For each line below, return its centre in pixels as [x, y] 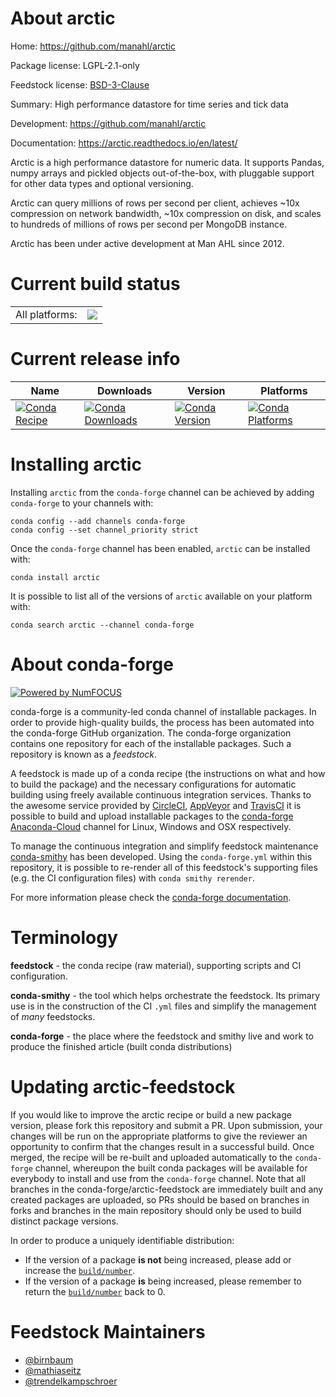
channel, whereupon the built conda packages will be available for [171, 1168]
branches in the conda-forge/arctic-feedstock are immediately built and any [167, 1189]
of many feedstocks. [53, 1016]
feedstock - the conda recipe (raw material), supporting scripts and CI [156, 965]
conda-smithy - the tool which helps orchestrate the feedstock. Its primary [165, 995]
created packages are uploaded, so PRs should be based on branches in [160, 1199]
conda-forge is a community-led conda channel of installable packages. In [163, 711]
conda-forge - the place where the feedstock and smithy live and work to [162, 1036]
